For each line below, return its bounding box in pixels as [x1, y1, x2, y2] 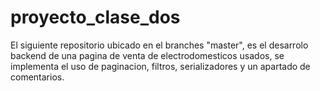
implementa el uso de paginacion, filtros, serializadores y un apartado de [10, 60, 311, 72]
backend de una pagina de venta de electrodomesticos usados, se [10, 49, 285, 61]
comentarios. [10, 71, 65, 83]
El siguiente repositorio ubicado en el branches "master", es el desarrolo [10, 39, 309, 51]
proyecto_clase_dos [10, 6, 181, 29]
